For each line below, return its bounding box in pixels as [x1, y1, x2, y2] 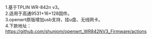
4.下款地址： [5, 23, 32, 29]
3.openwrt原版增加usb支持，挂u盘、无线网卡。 [5, 17, 103, 22]
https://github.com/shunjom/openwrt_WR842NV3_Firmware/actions [5, 29, 147, 34]
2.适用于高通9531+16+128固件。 [5, 10, 72, 16]
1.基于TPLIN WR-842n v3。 [5, 4, 62, 10]
